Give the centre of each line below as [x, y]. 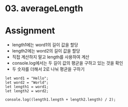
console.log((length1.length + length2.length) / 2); [61, 100]
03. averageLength [44, 9]
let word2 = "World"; [27, 83]
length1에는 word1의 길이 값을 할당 [45, 45]
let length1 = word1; [27, 87]
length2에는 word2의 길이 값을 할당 [46, 51]
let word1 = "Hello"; [27, 78]
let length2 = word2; [27, 91]
